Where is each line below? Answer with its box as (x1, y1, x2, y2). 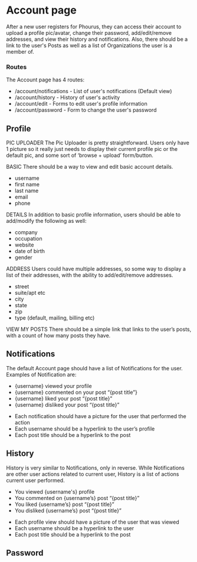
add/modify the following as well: (6, 218, 87, 225)
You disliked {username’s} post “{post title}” (14, 507, 122, 514)
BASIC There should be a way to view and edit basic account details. (6, 163, 173, 170)
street (14, 283, 29, 290)
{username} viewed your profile (14, 382, 93, 389)
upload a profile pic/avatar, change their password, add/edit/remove (6, 29, 172, 36)
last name (14, 187, 39, 195)
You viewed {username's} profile (14, 488, 95, 495)
